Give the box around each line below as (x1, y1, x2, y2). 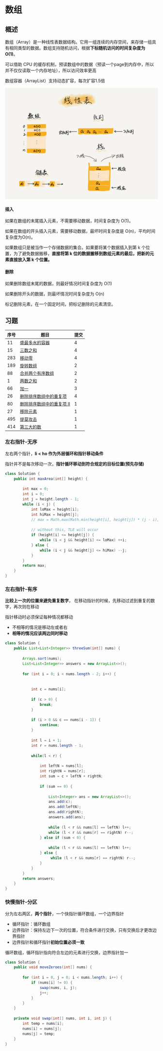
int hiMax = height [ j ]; (31, 512, 79, 517)
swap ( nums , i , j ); (39, 985, 77, 990)
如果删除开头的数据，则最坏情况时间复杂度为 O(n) (5, 291, 105, 296)
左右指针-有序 (5, 585, 37, 592)
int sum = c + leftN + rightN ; (39, 774, 103, 779)
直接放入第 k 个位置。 (9, 257, 52, 262)
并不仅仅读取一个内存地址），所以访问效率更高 (5, 67, 97, 73)
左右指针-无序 (5, 438, 37, 445)
